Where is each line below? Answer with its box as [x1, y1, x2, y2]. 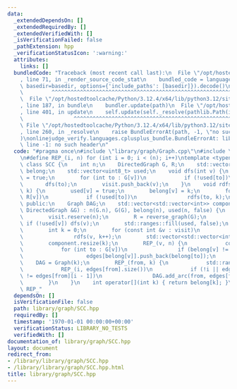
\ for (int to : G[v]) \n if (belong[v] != [20, 246, 229, 254]
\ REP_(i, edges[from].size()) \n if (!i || [20, 266, 219, 273]
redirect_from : [7, 351, 52, 358]
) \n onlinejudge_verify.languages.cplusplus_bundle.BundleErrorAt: [20, 135, 219, 142]
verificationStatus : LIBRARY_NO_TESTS [13, 325, 128, 332]
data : [7, 10, 23, 18]
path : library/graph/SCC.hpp [13, 305, 99, 312]
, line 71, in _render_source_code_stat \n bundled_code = [20, 75, 203, 83]
